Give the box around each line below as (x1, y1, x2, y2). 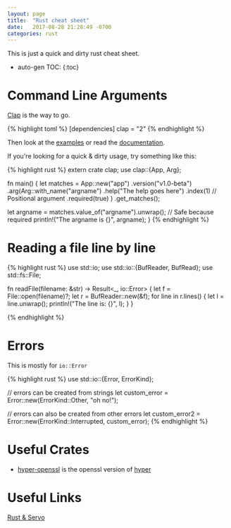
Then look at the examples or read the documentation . (7, 138, 166, 147)
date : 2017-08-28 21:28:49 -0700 (7, 23, 112, 30)
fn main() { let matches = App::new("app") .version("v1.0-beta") (7, 179, 192, 188)
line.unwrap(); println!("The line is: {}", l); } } (7, 300, 134, 308)
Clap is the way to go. (7, 111, 70, 120)
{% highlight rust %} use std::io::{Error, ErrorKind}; (7, 375, 154, 383)
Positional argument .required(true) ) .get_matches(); (7, 195, 161, 203)
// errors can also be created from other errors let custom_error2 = (7, 410, 201, 418)
